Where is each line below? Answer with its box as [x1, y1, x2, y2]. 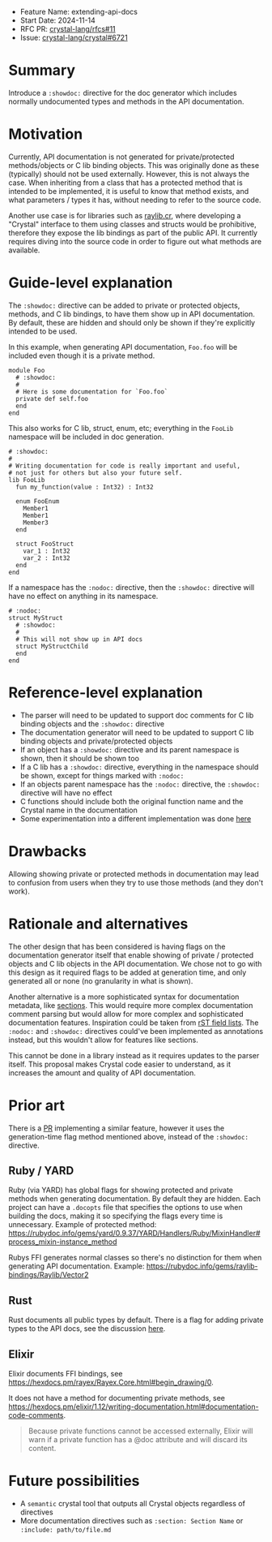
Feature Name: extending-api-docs [19, 7, 138, 16]
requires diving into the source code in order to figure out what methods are [8, 236, 261, 246]
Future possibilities [8, 1472, 140, 1490]
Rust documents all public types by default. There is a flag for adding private [8, 1315, 264, 1325]
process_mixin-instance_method [8, 1237, 117, 1247]
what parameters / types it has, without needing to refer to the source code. [8, 195, 261, 205]
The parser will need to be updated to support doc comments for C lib [19, 710, 254, 720]
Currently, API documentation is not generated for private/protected [8, 152, 235, 162]
